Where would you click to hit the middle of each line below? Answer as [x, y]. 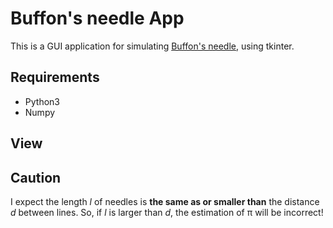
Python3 [42, 101]
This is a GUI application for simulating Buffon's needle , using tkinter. [152, 46]
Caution [36, 177]
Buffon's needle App [97, 18]
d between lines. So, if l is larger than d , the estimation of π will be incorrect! [167, 212]
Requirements [55, 77]
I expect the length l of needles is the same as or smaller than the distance [165, 201]
